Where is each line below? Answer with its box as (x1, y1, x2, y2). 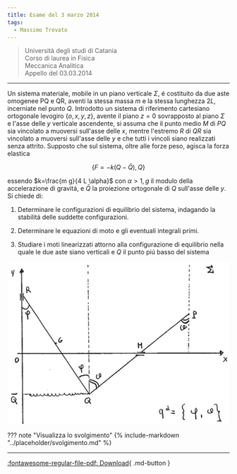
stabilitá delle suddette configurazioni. (17, 213, 129, 222)
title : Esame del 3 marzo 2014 (7, 11, 99, 18)
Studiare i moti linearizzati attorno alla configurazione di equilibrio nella (17, 240, 224, 249)
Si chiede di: (7, 191, 44, 201)
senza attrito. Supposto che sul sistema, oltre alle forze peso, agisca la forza (7, 142, 229, 150)
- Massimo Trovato (13, 26, 68, 33)
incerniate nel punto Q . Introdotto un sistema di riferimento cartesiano (7, 105, 210, 113)
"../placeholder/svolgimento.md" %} (7, 439, 112, 447)
